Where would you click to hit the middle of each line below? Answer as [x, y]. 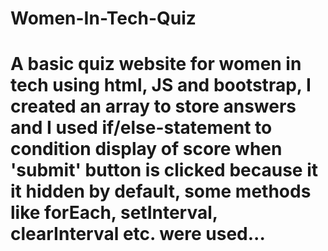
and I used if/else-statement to [141, 128]
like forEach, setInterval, [114, 213]
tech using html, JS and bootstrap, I [161, 85]
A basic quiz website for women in [156, 64]
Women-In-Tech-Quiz [103, 18]
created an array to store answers [153, 106]
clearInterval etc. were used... [138, 234]
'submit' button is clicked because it [164, 170]
